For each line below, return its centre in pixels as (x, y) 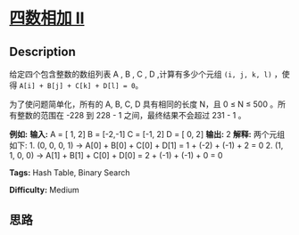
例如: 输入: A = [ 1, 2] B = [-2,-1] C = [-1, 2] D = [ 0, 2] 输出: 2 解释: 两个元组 (147, 134)
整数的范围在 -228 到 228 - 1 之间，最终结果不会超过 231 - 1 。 (131, 115)
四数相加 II (47, 18)
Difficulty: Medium (45, 190)
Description (42, 51)
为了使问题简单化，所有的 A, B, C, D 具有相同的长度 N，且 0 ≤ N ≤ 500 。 (144, 104)
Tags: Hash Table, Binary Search (70, 173)
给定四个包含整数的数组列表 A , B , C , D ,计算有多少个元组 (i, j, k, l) (141, 74)
